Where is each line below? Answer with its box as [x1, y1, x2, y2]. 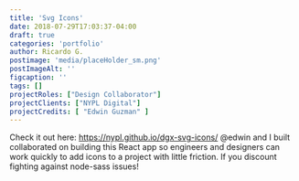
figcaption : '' [9, 73, 68, 82]
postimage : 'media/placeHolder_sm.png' [9, 56, 162, 65]
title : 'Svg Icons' [9, 13, 84, 23]
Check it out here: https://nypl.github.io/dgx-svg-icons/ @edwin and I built [9, 132, 291, 143]
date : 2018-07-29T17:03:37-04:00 [9, 22, 137, 31]
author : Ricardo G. [9, 48, 84, 57]
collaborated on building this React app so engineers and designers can [9, 142, 281, 153]
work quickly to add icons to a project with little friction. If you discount [9, 152, 277, 163]
